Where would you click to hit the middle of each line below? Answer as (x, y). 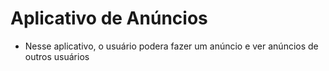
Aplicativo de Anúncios (109, 18)
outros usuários (57, 56)
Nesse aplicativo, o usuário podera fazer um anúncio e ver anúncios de (171, 46)
